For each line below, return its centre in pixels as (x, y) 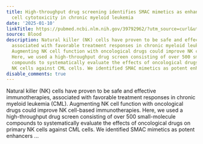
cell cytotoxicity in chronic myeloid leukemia (73, 18)
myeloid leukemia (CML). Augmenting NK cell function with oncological (95, 104)
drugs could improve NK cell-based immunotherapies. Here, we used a (95, 110)
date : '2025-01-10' (31, 23)
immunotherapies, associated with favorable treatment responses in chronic (101, 97)
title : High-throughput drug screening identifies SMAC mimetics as (94, 12)
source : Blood (24, 34)
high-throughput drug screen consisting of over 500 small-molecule (91, 117)
